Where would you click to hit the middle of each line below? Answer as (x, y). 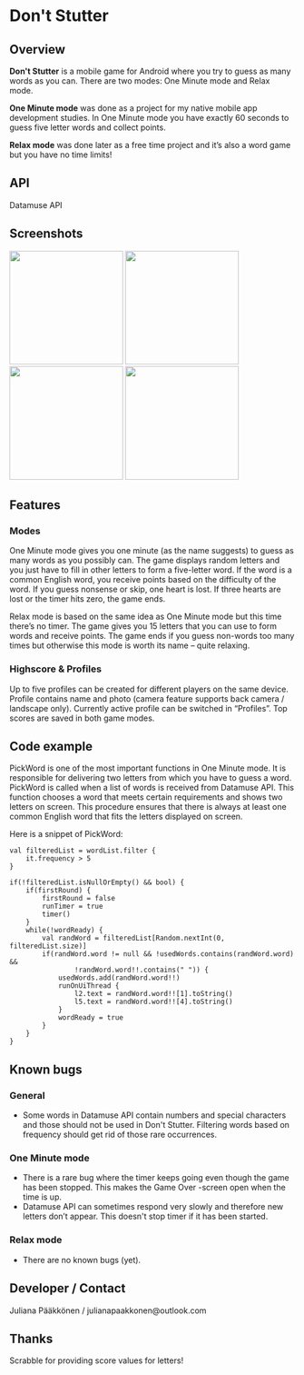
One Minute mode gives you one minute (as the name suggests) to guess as (152, 551)
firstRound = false (79, 899)
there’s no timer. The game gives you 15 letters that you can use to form (143, 626)
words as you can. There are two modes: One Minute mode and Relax (140, 81)
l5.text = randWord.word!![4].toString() (153, 1002)
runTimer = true (73, 907)
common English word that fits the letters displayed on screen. (126, 817)
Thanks (31, 1338)
